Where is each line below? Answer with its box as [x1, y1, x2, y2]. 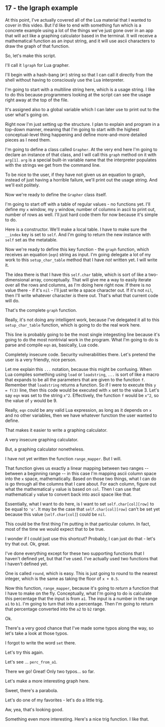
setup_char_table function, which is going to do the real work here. [5, 322, 141, 328]
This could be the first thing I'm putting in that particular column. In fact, [5, 521, 151, 527]
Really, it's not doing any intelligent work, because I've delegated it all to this [5, 317, 160, 323]
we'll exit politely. [5, 182, 40, 188]
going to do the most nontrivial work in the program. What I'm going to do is [5, 336, 159, 342]
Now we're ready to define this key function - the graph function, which [5, 246, 149, 252]
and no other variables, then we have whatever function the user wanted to [5, 412, 157, 418]
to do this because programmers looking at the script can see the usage [5, 91, 151, 97]
